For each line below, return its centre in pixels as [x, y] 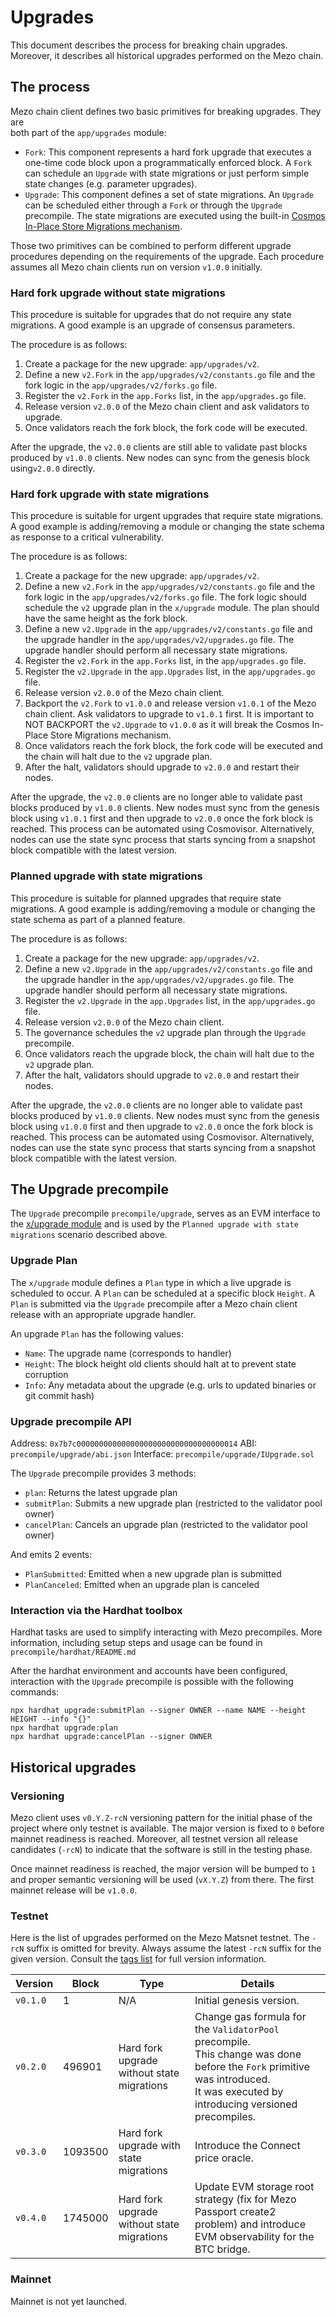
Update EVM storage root [254, 2187]
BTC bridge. [222, 2249]
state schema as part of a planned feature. [98, 919]
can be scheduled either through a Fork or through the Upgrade [153, 205]
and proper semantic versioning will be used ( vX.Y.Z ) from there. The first [162, 1880]
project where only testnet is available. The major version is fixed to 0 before [167, 1828]
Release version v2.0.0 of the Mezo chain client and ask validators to [167, 407]
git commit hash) [59, 1395]
